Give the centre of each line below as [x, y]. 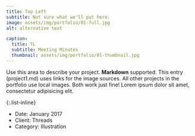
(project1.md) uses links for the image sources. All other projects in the [93, 78]
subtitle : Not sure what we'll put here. [58, 17]
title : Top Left [26, 12]
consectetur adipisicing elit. [40, 91]
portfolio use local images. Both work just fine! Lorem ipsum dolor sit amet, [98, 85]
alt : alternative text [34, 28]
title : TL [23, 44]
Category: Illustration [40, 126]
